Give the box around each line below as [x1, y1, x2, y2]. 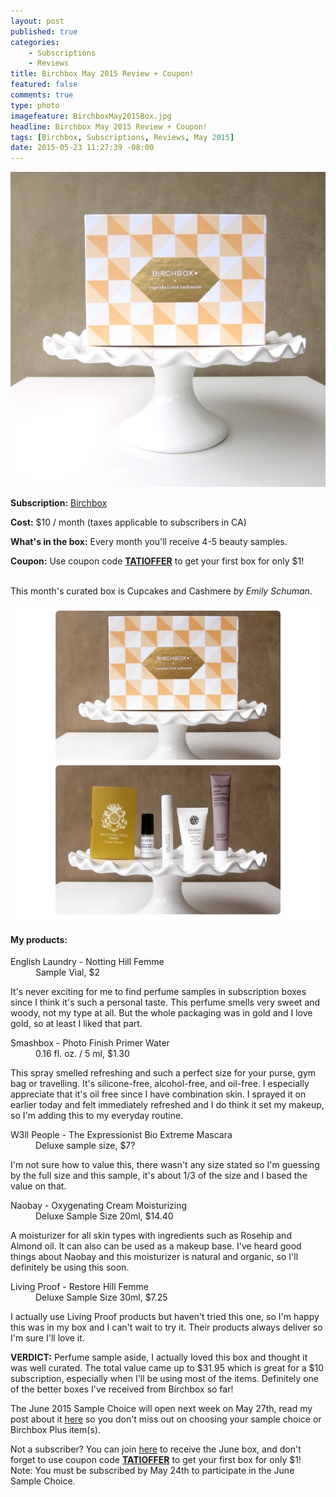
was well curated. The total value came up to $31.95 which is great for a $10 [10, 1362, 324, 1374]
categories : [10, 37, 60, 47]
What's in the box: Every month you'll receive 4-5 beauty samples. [10, 536, 288, 548]
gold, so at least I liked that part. [10, 1018, 143, 1030]
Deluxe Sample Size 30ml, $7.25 [35, 1291, 168, 1304]
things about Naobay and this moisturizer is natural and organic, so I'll [10, 1251, 299, 1263]
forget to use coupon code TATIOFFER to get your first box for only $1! [10, 1454, 302, 1466]
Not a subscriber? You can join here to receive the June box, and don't [10, 1443, 302, 1455]
